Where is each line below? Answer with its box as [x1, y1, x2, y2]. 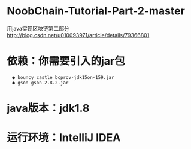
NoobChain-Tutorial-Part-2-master [7, 4, 185, 18]
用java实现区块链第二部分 [7, 25, 69, 32]
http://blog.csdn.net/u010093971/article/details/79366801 [7, 31, 150, 38]
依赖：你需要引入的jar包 [7, 54, 125, 68]
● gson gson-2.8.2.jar [12, 80, 69, 86]
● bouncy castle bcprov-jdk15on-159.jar [12, 74, 114, 80]
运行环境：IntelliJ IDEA [7, 131, 121, 145]
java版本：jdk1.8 [7, 102, 90, 115]
